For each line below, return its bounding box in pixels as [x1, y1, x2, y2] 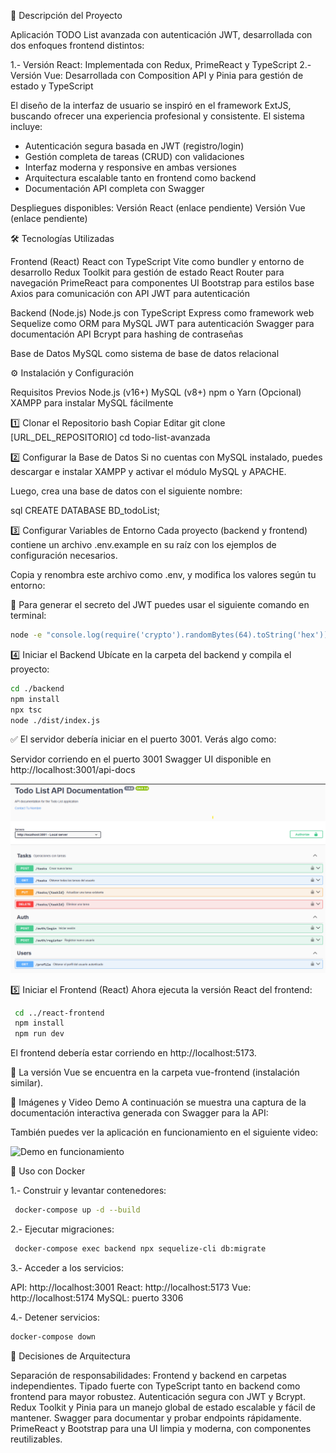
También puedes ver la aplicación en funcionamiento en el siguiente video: [10, 1126, 319, 1139]
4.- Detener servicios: [10, 1311, 101, 1323]
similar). [10, 1077, 44, 1089]
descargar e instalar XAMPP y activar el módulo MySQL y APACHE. [10, 466, 287, 477]
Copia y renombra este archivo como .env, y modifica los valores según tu [10, 569, 317, 580]
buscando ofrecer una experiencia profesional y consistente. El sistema [10, 110, 305, 122]
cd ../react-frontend [14, 1008, 105, 1018]
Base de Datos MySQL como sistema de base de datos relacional [10, 348, 280, 359]
